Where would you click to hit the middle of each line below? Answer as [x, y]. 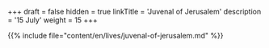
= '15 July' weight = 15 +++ [53, 20]
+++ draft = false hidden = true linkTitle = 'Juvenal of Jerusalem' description [134, 12]
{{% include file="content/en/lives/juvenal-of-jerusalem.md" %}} [116, 36]
